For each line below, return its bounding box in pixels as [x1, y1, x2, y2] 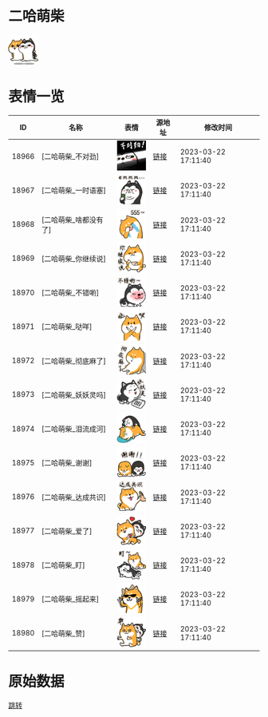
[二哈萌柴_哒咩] [41, 322, 93, 331]
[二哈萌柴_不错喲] [41, 288, 100, 298]
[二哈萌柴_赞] [41, 628, 85, 638]
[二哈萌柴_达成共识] [41, 492, 106, 501]
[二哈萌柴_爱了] [41, 526, 93, 536]
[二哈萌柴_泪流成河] [41, 424, 106, 434]
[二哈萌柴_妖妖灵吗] [41, 390, 106, 399]
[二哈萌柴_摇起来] [41, 594, 100, 604]
